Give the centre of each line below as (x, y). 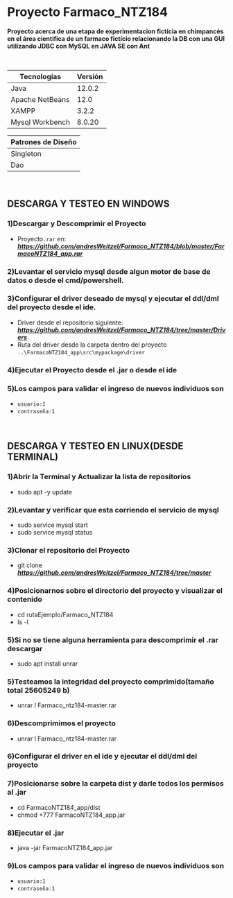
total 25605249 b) (38, 690)
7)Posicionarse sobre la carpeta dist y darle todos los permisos (115, 784)
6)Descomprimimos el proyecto (62, 723)
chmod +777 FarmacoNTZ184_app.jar (71, 815)
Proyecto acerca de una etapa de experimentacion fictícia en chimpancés (115, 31)
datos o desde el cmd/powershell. (66, 280)
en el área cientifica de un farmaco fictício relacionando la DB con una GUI (116, 38)
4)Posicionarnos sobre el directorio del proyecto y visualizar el (115, 591)
